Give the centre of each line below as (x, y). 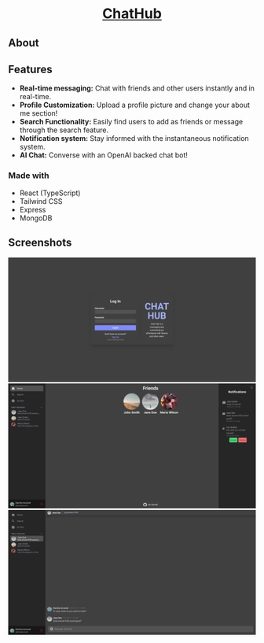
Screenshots (40, 243)
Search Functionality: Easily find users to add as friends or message (131, 122)
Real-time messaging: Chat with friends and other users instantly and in (137, 88)
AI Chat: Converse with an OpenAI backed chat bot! (104, 155)
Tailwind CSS (41, 201)
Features (30, 69)
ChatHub (132, 14)
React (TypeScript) (50, 193)
